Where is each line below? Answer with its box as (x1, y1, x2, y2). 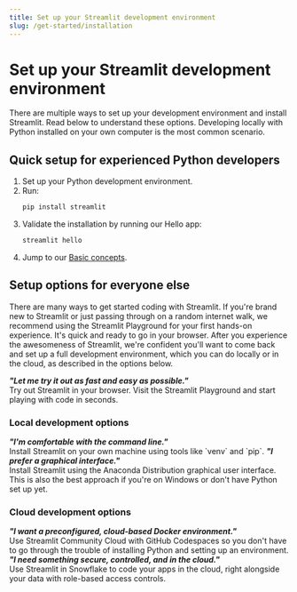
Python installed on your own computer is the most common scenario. (9, 126, 266, 138)
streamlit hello (21, 236, 82, 245)
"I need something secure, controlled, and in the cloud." (9, 555, 220, 565)
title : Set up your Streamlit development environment (9, 12, 216, 22)
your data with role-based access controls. (9, 573, 167, 584)
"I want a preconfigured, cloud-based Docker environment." (9, 526, 238, 537)
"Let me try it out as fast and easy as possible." (9, 375, 189, 386)
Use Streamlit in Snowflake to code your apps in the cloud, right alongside (9, 564, 280, 574)
